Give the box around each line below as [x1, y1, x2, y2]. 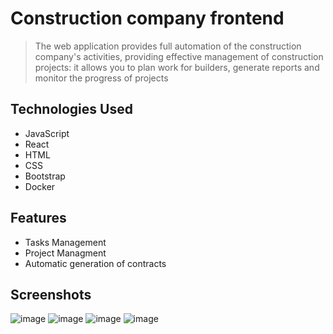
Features [10, 210, 67, 227]
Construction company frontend [10, 7, 285, 30]
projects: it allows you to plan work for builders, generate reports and [34, 61, 320, 73]
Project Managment [24, 247, 107, 259]
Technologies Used [10, 101, 133, 118]
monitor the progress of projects [34, 72, 169, 84]
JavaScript [24, 127, 70, 139]
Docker [24, 180, 56, 192]
